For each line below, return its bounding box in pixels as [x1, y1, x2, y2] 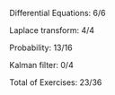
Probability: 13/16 [9, 42, 74, 53]
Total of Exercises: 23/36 [9, 77, 102, 88]
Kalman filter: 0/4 [9, 60, 74, 70]
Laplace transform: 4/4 [9, 25, 95, 35]
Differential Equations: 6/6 [9, 8, 106, 18]
